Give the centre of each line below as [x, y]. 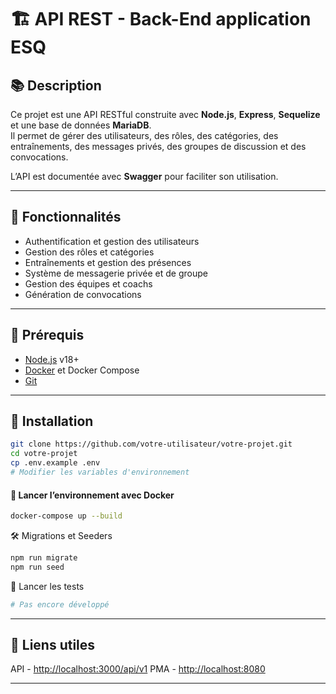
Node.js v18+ [52, 359]
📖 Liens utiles [53, 645]
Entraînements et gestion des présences [108, 262]
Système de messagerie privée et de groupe [116, 273]
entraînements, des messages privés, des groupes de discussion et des [158, 146]
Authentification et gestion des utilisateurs [112, 241]
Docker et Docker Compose [82, 370]
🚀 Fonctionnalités [66, 217]
